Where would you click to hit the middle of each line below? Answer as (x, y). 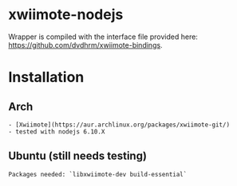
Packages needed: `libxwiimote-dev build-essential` (98, 174)
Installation (46, 77)
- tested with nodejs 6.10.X (57, 132)
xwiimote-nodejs (66, 15)
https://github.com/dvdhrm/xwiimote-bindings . (85, 45)
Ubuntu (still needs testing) (78, 156)
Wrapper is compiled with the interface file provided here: (103, 37)
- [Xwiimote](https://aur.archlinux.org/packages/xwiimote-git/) (119, 125)
